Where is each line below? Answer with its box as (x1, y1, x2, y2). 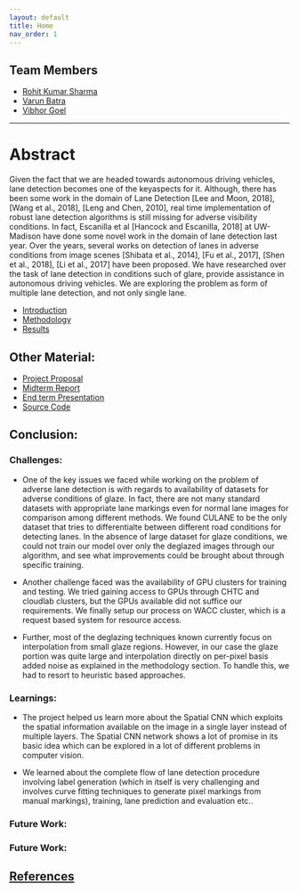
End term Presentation (21, 392, 105, 402)
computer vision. (21, 750, 85, 760)
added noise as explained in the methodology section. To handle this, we (21, 660, 290, 670)
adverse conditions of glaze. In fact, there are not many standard (21, 493, 261, 504)
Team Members (9, 62, 98, 77)
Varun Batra (21, 95, 67, 107)
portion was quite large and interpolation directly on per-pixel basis (21, 651, 269, 661)
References (9, 869, 75, 884)
